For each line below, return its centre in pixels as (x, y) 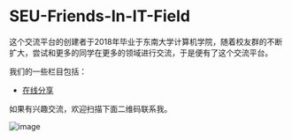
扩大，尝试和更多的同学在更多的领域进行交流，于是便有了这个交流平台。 (141, 52)
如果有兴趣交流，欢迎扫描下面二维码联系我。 (91, 108)
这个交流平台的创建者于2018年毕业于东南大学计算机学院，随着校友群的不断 (146, 41)
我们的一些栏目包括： (48, 71)
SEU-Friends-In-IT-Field (100, 16)
